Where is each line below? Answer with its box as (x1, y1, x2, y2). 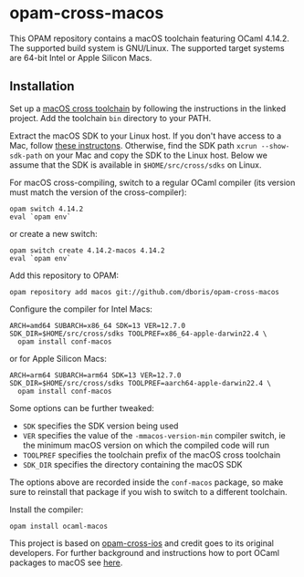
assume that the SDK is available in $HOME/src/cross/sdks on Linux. (9, 159, 262, 170)
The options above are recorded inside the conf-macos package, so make (9, 477, 284, 488)
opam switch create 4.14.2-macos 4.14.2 (9, 245, 166, 255)
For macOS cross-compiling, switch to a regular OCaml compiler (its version (9, 177, 296, 188)
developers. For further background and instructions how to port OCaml (9, 547, 280, 558)
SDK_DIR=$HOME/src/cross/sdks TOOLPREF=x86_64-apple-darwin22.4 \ (9, 329, 267, 338)
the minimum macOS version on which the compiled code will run (22, 439, 270, 450)
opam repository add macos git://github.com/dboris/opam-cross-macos (9, 287, 280, 296)
